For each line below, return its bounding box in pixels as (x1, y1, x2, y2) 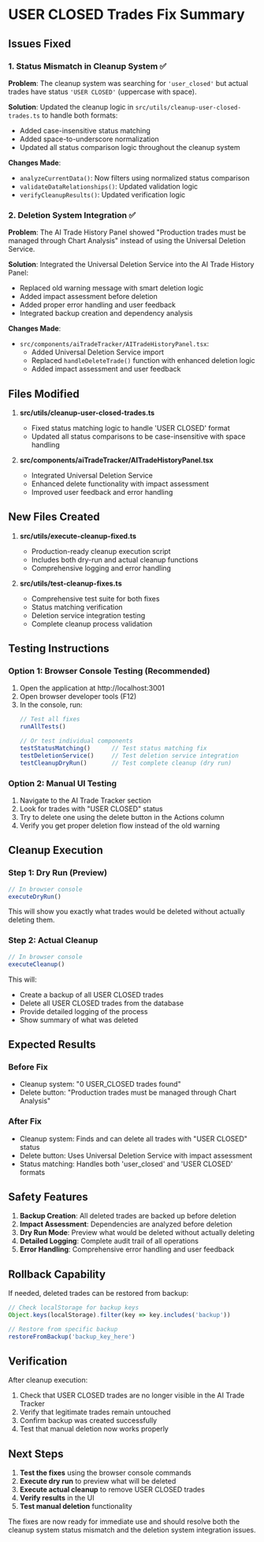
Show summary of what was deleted (19, 1015, 139, 1024)
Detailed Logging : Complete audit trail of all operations (19, 1237, 199, 1246)
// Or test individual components (19, 737, 133, 745)
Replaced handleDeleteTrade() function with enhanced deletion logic (31, 356, 256, 365)
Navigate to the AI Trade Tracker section (19, 795, 151, 806)
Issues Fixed (8, 37, 72, 51)
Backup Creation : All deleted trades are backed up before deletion (19, 1211, 236, 1221)
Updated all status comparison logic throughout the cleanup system (19, 142, 240, 152)
